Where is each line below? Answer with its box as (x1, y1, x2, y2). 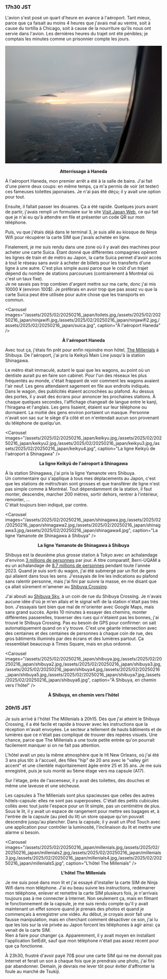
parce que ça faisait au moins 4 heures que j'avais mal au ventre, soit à (5, 20, 151, 26)
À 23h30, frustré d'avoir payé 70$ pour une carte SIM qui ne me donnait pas (5, 952, 162, 959)
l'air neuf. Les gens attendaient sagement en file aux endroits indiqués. (5, 383, 150, 389)
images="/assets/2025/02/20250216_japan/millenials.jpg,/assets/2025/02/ (5, 844, 160, 850)
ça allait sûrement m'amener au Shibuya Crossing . (5, 584, 108, 590)
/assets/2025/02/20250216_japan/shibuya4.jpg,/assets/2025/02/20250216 (5, 666, 160, 672)
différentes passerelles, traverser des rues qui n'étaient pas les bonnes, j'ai (5, 615, 159, 621)
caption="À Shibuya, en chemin (91, 677, 157, 683)
